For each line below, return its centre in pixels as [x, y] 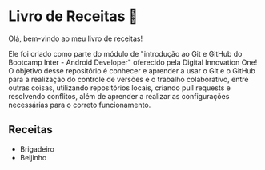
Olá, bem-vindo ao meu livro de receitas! [76, 38]
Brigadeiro [37, 149]
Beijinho [33, 157]
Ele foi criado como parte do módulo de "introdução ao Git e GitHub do [125, 53]
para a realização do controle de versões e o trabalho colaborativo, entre [128, 79]
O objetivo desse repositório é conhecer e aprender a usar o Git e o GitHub [132, 70]
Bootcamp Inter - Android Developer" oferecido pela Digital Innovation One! [133, 62]
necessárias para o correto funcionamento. [80, 105]
